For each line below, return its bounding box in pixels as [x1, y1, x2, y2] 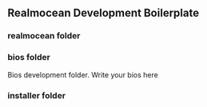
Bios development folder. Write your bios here [7, 69, 159, 79]
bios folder [7, 52, 51, 63]
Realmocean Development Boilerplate [7, 6, 200, 20]
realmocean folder [7, 30, 81, 42]
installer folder [7, 89, 66, 101]
